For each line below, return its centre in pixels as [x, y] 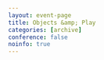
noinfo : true [29, 44]
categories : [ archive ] [45, 30]
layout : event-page [40, 15]
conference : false [38, 37]
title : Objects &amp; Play [52, 23]
